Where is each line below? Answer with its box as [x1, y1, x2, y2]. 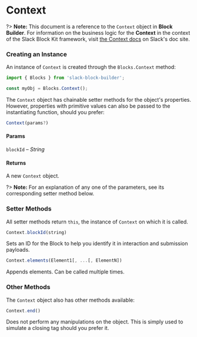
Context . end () [6, 308, 41, 313]
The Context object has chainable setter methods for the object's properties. [6, 96, 191, 103]
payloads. [6, 246, 31, 253]
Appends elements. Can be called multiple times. [6, 268, 125, 275]
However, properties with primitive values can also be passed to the [6, 102, 171, 109]
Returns [6, 159, 26, 166]
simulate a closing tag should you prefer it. [6, 325, 109, 332]
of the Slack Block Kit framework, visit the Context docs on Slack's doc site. [6, 35, 190, 42]
